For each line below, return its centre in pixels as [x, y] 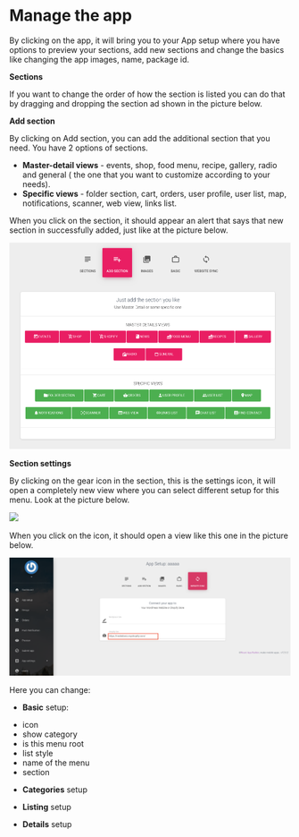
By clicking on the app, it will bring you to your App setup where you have [145, 40]
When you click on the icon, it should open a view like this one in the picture [149, 536]
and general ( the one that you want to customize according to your [146, 175]
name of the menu [56, 763]
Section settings [40, 464]
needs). [36, 184]
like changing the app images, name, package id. [100, 59]
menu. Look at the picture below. [70, 500]
